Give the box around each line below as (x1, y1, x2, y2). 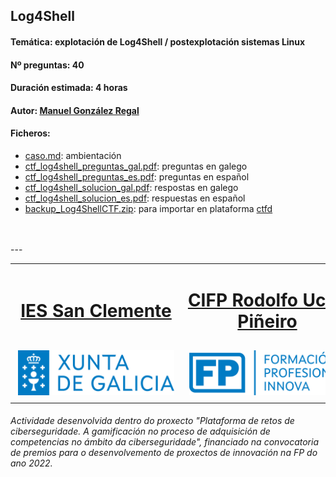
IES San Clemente (20, 299, 172, 322)
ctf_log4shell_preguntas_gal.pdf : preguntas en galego (24, 160, 248, 172)
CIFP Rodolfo (187, 289, 298, 311)
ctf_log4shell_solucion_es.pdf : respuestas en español (24, 192, 246, 204)
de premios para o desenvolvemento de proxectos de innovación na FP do (10, 447, 318, 459)
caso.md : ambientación (24, 149, 122, 161)
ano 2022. (10, 457, 53, 469)
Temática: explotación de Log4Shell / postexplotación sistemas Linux (10, 35, 306, 48)
